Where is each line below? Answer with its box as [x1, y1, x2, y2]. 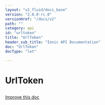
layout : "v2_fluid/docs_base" [5, 7, 68, 12]
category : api [5, 26, 35, 31]
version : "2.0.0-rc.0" [5, 12, 52, 17]
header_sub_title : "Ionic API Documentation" [5, 40, 101, 45]
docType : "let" [5, 49, 37, 54]
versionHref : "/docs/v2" [5, 16, 56, 21]
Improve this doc [5, 94, 40, 100]
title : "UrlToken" [5, 35, 43, 40]
